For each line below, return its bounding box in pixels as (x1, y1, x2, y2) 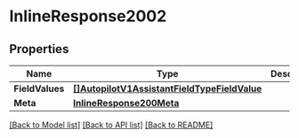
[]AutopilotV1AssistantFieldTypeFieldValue (72, 82, 263, 95)
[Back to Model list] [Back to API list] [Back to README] (9, 119, 214, 130)
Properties (9, 42, 69, 57)
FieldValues (13, 82, 65, 95)
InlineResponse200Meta (72, 97, 180, 109)
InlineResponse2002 (9, 6, 167, 27)
